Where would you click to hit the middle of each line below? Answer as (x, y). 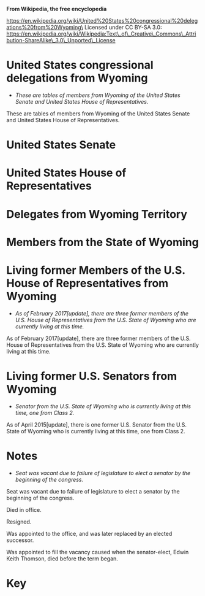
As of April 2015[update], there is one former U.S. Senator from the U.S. (97, 424)
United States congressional (80, 65)
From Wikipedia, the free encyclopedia (57, 9)
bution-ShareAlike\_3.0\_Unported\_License (61, 40)
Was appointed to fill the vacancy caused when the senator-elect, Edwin (98, 552)
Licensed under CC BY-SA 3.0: (123, 27)
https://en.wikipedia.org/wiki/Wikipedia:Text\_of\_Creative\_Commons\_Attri (101, 34)
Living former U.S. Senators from (92, 376)
